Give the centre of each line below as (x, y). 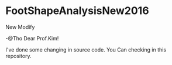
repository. (18, 56)
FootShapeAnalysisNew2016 (78, 11)
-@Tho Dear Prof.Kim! (32, 38)
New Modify (20, 27)
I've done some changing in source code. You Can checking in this (86, 49)
